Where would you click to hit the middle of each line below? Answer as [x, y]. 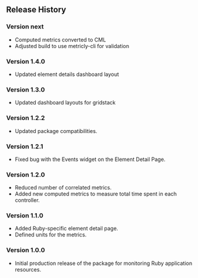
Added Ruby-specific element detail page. [66, 229]
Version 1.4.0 [26, 61]
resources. [28, 269]
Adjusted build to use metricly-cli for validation [72, 46]
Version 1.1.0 [25, 216]
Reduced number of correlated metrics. [63, 188]
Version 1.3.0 [26, 90]
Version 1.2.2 [26, 118]
